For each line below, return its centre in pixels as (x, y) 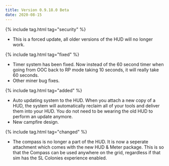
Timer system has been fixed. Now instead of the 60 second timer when (88, 64)
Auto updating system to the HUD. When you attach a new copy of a (84, 100)
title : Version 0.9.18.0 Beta (37, 10)
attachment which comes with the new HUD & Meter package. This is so (88, 147)
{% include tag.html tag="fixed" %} (42, 54)
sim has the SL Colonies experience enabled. (60, 158)
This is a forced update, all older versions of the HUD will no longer (83, 39)
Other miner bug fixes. (36, 80)
